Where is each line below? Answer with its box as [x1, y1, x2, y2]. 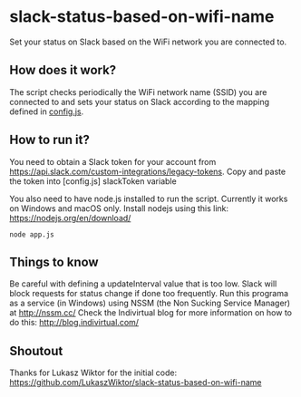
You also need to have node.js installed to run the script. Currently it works [9, 193, 288, 204]
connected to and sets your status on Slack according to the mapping [9, 96, 270, 107]
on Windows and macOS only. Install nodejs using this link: [9, 202, 229, 214]
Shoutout [9, 343, 63, 359]
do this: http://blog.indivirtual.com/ [9, 317, 139, 328]
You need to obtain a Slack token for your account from [9, 156, 217, 167]
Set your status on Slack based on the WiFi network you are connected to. [9, 36, 287, 47]
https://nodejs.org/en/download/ [9, 212, 131, 223]
